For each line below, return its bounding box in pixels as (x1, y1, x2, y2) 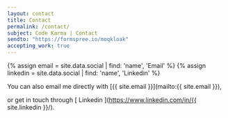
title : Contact (7, 17, 51, 24)
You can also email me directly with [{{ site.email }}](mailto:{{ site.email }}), (7, 83, 222, 90)
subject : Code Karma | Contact (7, 29, 98, 37)
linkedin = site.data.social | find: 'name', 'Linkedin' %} (7, 69, 161, 77)
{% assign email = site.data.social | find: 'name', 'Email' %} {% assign (7, 62, 206, 69)
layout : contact (7, 10, 54, 17)
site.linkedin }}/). (7, 103, 55, 111)
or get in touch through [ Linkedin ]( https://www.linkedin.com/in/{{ (7, 96, 197, 104)
